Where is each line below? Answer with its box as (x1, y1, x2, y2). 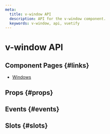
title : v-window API (9, 12, 51, 17)
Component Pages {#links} (5, 61, 89, 69)
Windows (12, 74, 31, 80)
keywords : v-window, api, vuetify (9, 21, 80, 26)
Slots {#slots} (5, 122, 48, 130)
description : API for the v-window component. (9, 16, 106, 21)
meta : (5, 7, 16, 12)
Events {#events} (5, 105, 60, 113)
